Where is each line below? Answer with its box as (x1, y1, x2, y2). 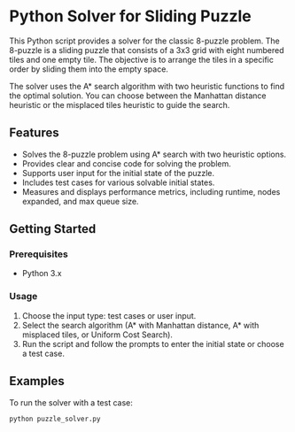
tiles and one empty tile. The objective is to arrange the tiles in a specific (9, 54, 275, 65)
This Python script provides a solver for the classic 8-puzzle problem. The (9, 35, 281, 46)
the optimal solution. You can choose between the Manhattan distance (9, 90, 267, 101)
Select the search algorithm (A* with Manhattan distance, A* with (21, 320, 260, 330)
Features (9, 126, 59, 141)
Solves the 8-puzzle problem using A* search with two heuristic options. (21, 149, 286, 159)
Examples (9, 374, 65, 389)
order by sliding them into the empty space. (9, 64, 168, 74)
